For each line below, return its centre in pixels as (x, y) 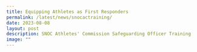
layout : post (23, 28)
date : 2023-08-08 (28, 23)
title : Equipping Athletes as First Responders (68, 12)
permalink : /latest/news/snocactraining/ (59, 17)
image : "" (19, 39)
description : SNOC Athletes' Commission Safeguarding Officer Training (98, 34)
